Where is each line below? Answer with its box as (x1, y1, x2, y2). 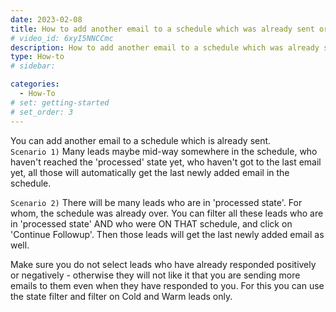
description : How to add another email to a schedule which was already (10, 42, 320, 53)
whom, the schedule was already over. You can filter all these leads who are (10, 207, 324, 219)
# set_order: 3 (10, 107, 74, 117)
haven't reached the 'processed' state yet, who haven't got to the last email (10, 156, 322, 168)
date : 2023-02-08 (10, 14, 83, 25)
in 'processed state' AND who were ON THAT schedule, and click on (10, 217, 293, 230)
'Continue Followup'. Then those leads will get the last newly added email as (10, 228, 325, 240)
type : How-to (10, 52, 65, 62)
